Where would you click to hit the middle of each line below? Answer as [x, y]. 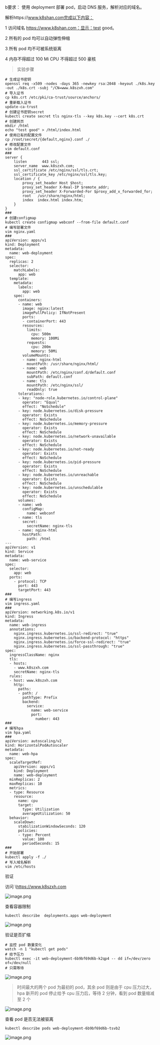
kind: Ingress [19, 617]
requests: [37, 343]
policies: [28, 831]
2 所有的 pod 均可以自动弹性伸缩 [38, 38]
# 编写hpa [14, 728]
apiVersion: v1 [20, 547]
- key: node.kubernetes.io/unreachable [58, 475]
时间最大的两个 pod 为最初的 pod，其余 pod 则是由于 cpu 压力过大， [85, 987]
